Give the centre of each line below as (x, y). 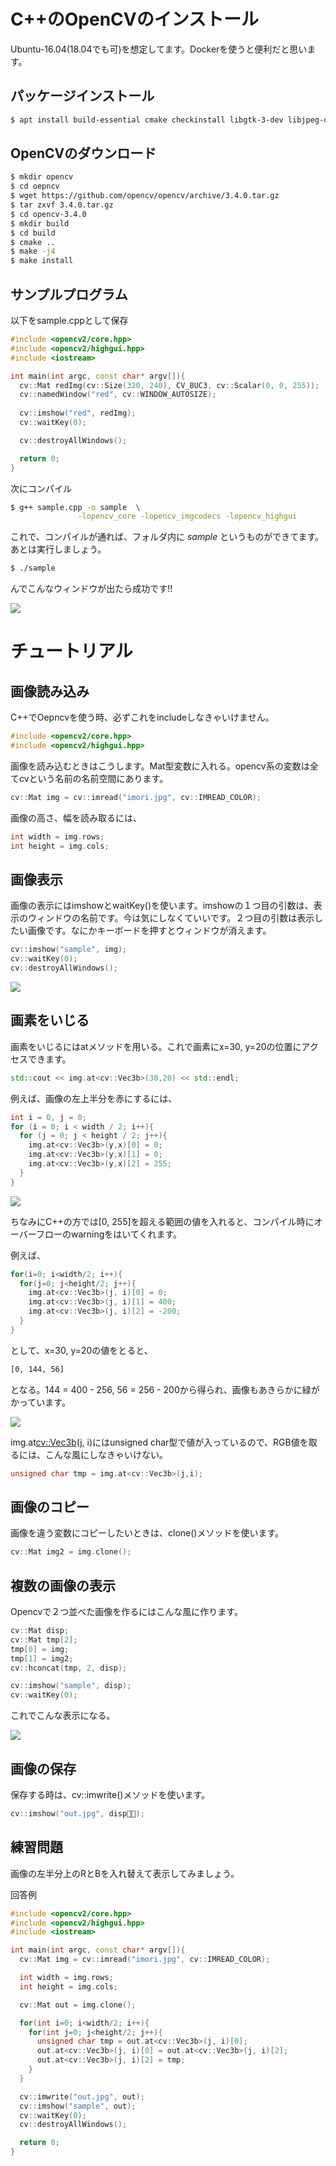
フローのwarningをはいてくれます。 (109, 1234)
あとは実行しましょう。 (58, 549)
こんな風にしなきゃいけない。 (106, 1454)
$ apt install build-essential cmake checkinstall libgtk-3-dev (147, 120)
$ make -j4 (33, 251)
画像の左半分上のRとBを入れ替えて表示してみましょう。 (125, 1873)
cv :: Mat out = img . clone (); (78, 2005)
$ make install (42, 261)
